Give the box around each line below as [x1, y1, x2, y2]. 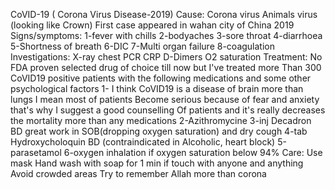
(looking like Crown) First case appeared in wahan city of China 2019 [10, 19, 295, 31]
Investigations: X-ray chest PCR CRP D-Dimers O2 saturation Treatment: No [10, 51, 323, 63]
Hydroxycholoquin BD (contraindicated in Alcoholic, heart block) [10, 136, 276, 148]
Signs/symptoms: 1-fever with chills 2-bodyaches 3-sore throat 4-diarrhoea [10, 30, 323, 41]
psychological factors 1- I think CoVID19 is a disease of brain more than [10, 83, 304, 94]
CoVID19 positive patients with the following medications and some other [10, 72, 312, 84]
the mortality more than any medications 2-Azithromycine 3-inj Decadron [10, 115, 312, 126]
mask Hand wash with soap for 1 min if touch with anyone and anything [10, 157, 304, 169]
